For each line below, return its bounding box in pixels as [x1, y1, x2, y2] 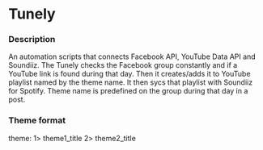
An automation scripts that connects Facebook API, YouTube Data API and [8, 52, 257, 61]
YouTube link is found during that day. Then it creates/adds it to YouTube [8, 69, 251, 79]
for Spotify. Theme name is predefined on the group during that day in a [8, 86, 248, 96]
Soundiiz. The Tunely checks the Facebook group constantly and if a [8, 60, 238, 70]
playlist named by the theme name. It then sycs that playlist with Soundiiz [8, 77, 253, 87]
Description [8, 34, 56, 45]
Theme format [8, 115, 66, 126]
